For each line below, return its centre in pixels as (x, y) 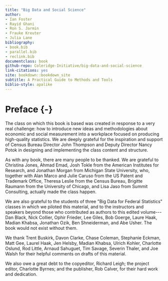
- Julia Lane (19, 38)
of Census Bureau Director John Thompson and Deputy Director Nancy (79, 145)
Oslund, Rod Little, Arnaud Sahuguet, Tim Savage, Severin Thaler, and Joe (82, 248)
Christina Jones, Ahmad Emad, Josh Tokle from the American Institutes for (82, 165)
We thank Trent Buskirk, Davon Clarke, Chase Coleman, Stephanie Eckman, (83, 238)
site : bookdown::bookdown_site (38, 75)
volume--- (151, 212)
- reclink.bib (20, 56)
